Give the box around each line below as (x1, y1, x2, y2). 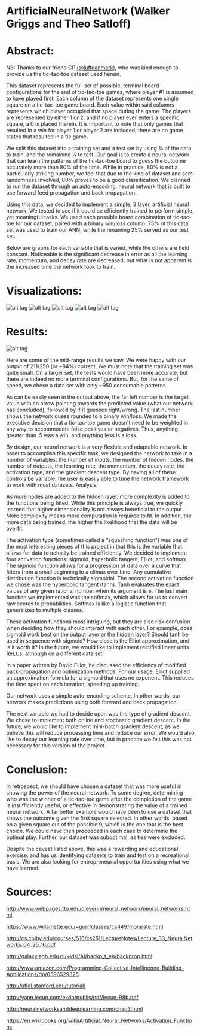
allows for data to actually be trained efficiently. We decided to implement (6, 549, 187, 556)
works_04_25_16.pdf (6, 941, 56, 948)
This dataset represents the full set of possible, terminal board (6, 82, 159, 89)
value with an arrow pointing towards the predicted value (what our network (6, 400, 193, 407)
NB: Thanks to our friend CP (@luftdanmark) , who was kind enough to (6, 64, 179, 71)
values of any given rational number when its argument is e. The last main (6, 587, 188, 594)
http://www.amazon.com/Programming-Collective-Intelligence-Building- (6, 964, 184, 971)
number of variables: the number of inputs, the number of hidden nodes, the (6, 456, 194, 463)
